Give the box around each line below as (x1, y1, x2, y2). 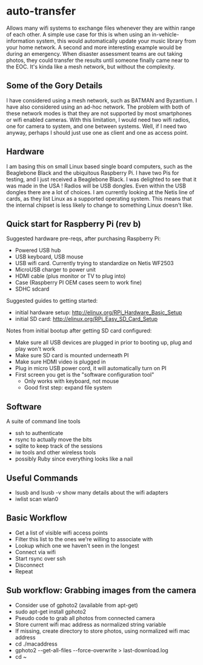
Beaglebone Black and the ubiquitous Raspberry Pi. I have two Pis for (6, 169, 179, 177)
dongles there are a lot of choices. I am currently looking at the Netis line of (6, 188, 195, 195)
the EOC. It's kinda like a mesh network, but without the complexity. (6, 62, 175, 70)
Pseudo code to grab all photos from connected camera (15, 614, 156, 621)
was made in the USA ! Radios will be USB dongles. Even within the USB (6, 182, 187, 189)
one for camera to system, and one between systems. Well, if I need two (6, 123, 187, 130)
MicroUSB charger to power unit (15, 266, 96, 274)
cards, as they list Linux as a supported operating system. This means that (6, 195, 192, 202)
